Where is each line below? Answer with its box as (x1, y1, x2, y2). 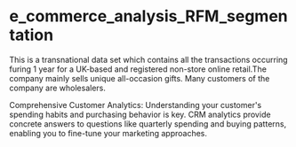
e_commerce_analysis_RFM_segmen (9, 6, 289, 27)
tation (9, 25, 54, 45)
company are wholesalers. (9, 82, 107, 93)
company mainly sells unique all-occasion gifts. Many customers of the (9, 73, 270, 83)
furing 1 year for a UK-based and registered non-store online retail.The (9, 64, 267, 74)
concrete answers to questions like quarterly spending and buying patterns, (9, 118, 287, 129)
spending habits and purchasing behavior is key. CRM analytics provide (9, 109, 271, 120)
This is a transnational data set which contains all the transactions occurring (9, 54, 288, 65)
